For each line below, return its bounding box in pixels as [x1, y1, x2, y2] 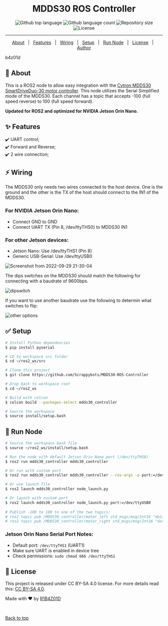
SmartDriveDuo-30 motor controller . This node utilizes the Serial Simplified [5, 87, 159, 93]
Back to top [5, 615, 29, 621]
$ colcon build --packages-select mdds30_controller [5, 400, 117, 405]
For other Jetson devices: [5, 236, 69, 243]
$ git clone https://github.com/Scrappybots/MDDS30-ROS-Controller [5, 372, 149, 378]
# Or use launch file [5, 482, 50, 487]
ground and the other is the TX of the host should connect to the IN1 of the [5, 189, 159, 196]
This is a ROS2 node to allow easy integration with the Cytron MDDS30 [5, 82, 151, 88]
